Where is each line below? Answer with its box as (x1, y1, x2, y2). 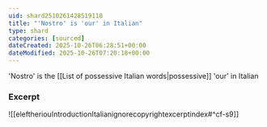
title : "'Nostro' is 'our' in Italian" (8, 19, 143, 27)
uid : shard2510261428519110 (8, 11, 104, 20)
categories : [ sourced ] (8, 34, 85, 43)
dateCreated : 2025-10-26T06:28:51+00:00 (8, 42, 147, 50)
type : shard (8, 27, 49, 35)
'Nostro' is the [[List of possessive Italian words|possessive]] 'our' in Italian (8, 72, 259, 80)
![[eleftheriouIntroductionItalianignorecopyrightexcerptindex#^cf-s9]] (8, 109, 239, 119)
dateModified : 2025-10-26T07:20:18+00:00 (8, 49, 150, 57)
